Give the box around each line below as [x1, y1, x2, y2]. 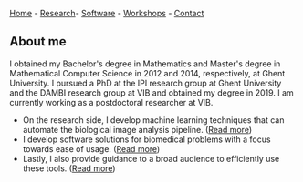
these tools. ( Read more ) [22, 163, 116, 174]
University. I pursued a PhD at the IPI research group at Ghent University [9, 77, 282, 88]
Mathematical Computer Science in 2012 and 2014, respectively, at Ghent [9, 67, 286, 78]
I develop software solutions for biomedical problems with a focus [22, 134, 271, 145]
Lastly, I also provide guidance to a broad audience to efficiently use [22, 153, 280, 164]
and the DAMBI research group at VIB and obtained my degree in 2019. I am [9, 86, 294, 98]
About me [9, 34, 67, 49]
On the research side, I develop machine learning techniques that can [22, 114, 285, 126]
